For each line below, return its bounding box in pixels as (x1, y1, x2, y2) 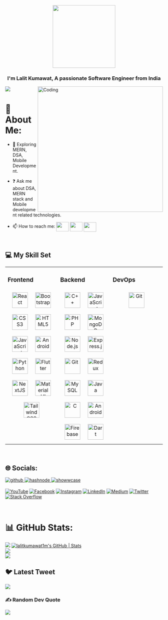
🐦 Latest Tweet (5, 568, 55, 576)
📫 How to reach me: (12, 223, 55, 229)
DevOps (112, 276, 136, 284)
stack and (12, 196, 33, 202)
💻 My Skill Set (5, 251, 51, 259)
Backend (60, 276, 85, 284)
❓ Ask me (12, 178, 32, 184)
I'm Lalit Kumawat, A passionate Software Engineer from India (7, 75, 161, 82)
